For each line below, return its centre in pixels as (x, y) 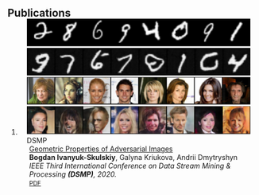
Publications (39, 13)
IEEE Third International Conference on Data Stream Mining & (130, 166)
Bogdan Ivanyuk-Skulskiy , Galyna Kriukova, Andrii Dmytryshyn (133, 158)
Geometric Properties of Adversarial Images (101, 149)
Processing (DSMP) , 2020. (73, 174)
